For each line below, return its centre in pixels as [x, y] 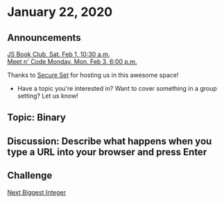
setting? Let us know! [48, 96]
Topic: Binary [36, 117]
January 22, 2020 [60, 12]
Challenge [30, 176]
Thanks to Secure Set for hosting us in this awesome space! [93, 75]
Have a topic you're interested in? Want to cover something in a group [117, 88]
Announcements [44, 38]
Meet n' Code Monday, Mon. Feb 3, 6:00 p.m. [72, 62]
